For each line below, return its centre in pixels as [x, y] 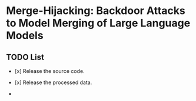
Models [25, 36]
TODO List [25, 57]
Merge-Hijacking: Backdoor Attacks [96, 11]
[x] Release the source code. [49, 71]
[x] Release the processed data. [53, 82]
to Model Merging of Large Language [98, 23]
